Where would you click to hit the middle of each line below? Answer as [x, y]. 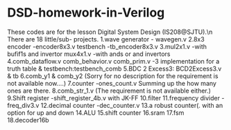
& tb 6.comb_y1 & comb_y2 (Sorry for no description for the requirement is [113, 76]
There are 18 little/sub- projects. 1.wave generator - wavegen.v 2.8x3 [106, 39]
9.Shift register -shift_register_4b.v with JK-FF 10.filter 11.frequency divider [114, 98]
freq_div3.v [23, 105]
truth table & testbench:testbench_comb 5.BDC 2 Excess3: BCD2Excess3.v [114, 68]
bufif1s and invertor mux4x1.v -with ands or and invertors [89, 54]
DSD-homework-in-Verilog [86, 13]
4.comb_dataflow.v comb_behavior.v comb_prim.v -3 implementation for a [113, 61]
